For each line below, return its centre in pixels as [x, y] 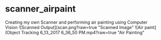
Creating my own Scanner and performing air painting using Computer [76, 22]
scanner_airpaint [40, 9]
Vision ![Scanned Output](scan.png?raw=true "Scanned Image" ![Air [74, 27]
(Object [13, 32]
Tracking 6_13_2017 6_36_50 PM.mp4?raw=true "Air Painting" [83, 32]
